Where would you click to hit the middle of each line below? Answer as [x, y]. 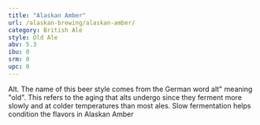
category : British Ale [45, 30]
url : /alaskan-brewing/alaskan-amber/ [72, 23]
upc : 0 [19, 67]
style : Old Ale [33, 37]
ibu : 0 [19, 52]
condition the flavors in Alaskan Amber [71, 114]
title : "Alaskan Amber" [47, 15]
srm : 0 [19, 60]
